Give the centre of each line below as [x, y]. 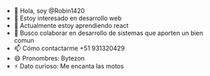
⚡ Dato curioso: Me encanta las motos [69, 66]
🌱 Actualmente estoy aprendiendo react [71, 25]
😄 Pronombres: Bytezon [49, 58]
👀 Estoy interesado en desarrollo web [68, 18]
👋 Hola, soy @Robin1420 [49, 11]
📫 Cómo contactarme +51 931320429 [69, 48]
